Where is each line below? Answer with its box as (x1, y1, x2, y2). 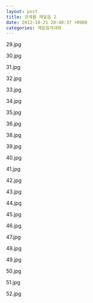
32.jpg (6, 75, 22, 82)
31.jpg (6, 64, 20, 71)
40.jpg (6, 154, 22, 161)
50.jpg (6, 267, 22, 275)
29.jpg (6, 41, 22, 48)
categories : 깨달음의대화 (6, 25, 62, 31)
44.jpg (6, 199, 22, 206)
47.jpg (6, 233, 21, 240)
